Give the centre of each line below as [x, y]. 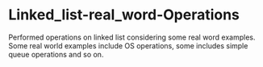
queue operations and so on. [56, 54]
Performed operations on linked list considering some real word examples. [132, 37]
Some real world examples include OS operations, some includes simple [128, 45]
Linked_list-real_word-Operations [124, 15]
